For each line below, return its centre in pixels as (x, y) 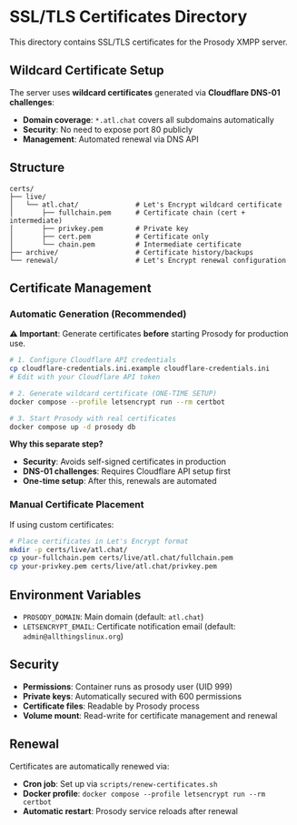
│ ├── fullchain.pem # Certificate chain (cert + (128, 212)
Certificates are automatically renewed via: (89, 766)
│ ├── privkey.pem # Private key (99, 228)
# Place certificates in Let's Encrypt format (99, 541)
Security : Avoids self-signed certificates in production (124, 462)
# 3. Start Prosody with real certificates (93, 418)
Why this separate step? (56, 444)
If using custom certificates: (62, 524)
